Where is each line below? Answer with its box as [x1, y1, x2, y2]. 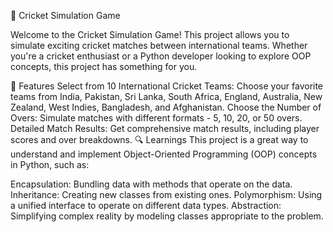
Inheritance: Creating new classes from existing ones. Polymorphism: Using [10, 189, 323, 200]
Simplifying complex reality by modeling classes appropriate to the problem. [10, 210, 324, 222]
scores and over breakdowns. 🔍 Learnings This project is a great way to [10, 134, 309, 145]
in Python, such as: [10, 159, 90, 170]
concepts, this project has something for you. [10, 61, 198, 72]
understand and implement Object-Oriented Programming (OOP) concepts [10, 148, 318, 160]
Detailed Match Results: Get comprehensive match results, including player [10, 123, 320, 134]
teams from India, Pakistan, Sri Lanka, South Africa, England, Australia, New [10, 91, 323, 102]
